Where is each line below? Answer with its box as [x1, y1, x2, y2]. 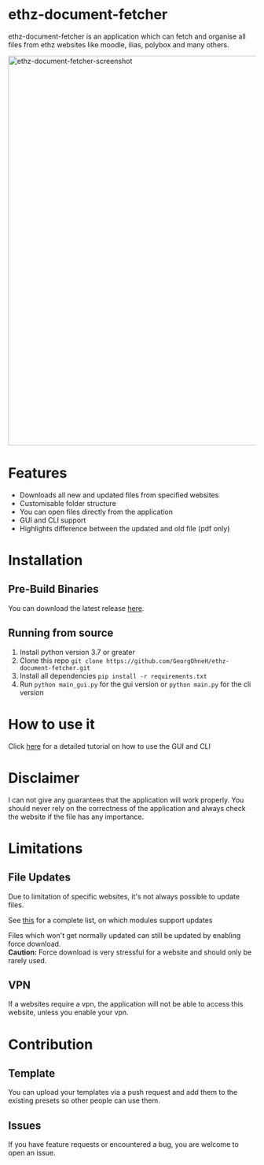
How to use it [8, 715, 96, 733]
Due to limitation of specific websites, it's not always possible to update [8, 891, 240, 901]
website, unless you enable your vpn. [8, 1007, 129, 1018]
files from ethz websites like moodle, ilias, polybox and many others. [8, 39, 229, 49]
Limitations [8, 839, 83, 857]
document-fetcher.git [19, 664, 90, 672]
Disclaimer [8, 769, 80, 787]
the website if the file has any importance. [8, 812, 145, 821]
